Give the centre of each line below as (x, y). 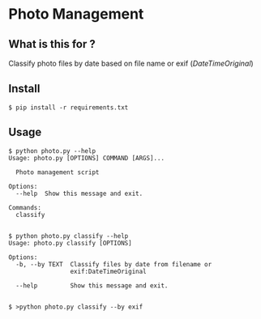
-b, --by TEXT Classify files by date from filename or (114, 264)
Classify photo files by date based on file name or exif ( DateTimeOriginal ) (131, 63)
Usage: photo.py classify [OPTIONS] (70, 243)
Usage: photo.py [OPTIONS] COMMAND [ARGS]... (86, 158)
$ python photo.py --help (52, 151)
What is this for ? (52, 44)
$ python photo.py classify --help (68, 236)
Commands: (25, 207)
